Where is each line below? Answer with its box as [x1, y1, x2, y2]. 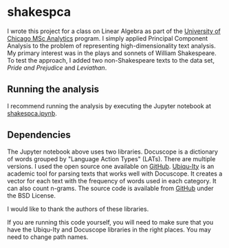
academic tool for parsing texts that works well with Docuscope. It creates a [7, 169, 223, 178]
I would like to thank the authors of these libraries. [7, 205, 149, 213]
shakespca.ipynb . [7, 109, 57, 117]
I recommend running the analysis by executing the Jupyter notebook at [7, 101, 212, 110]
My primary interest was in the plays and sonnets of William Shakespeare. [7, 49, 217, 57]
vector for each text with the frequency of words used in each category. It [7, 176, 217, 185]
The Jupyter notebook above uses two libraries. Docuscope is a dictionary [7, 147, 219, 156]
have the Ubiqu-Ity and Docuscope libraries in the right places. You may [7, 225, 211, 234]
